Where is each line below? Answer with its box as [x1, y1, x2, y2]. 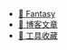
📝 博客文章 [17, 19, 58, 29]
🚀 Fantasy [17, 9, 56, 19]
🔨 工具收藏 [17, 30, 58, 40]
